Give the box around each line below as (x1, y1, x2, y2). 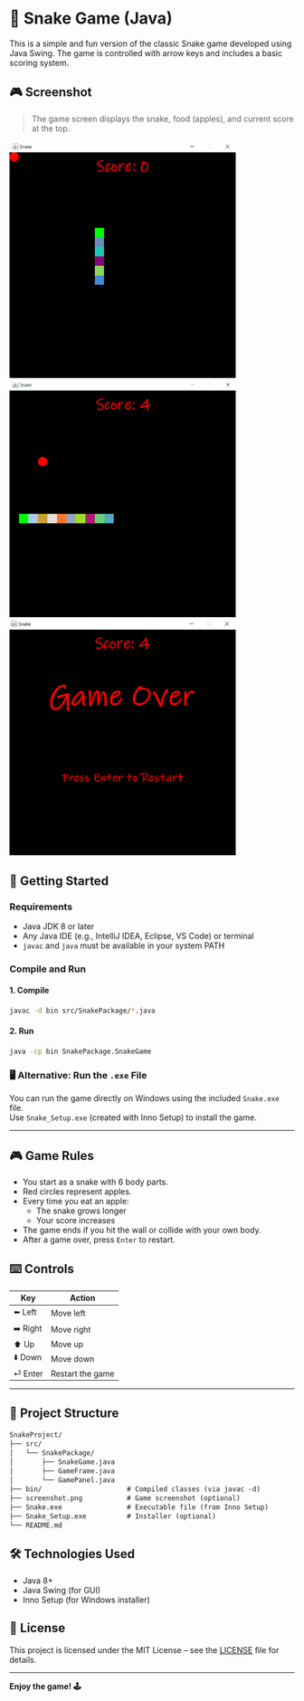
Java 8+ (22, 1574, 53, 1586)
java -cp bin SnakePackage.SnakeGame (9, 1047, 152, 1057)
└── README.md (9, 1520, 63, 1530)
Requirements (9, 900, 73, 913)
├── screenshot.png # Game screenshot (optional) (9, 1493, 242, 1503)
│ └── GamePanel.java (9, 1475, 116, 1485)
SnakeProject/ (9, 1430, 63, 1440)
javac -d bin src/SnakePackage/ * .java (9, 1006, 156, 1015)
